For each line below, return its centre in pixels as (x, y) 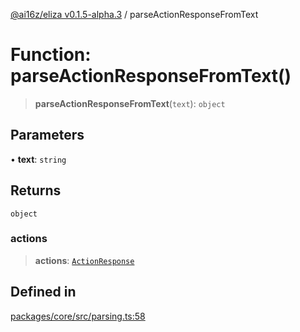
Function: (51, 55)
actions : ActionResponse (84, 260)
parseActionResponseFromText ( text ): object (130, 103)
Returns (36, 190)
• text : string (38, 159)
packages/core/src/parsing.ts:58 (78, 316)
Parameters (47, 135)
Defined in (43, 292)
